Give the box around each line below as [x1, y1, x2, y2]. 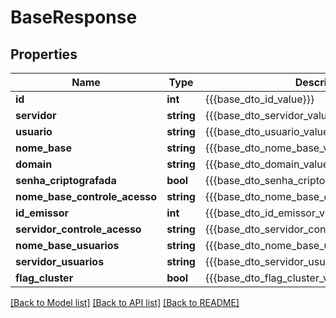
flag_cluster [15, 271, 74, 285]
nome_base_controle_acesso [15, 190, 158, 203]
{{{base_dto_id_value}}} [204, 92, 315, 106]
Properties [10, 46, 78, 63]
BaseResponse [10, 6, 138, 29]
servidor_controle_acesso [15, 222, 142, 236]
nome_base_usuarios [15, 239, 120, 252]
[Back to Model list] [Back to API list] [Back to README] [10, 297, 240, 308]
